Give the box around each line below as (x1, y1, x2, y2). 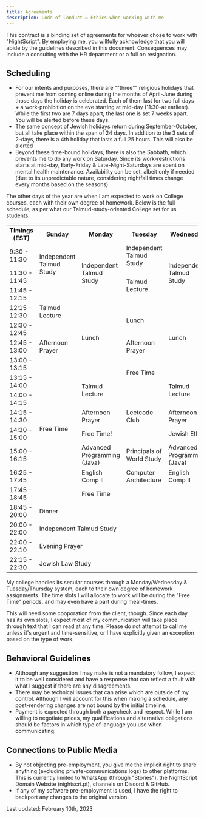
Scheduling (6, 68, 50, 78)
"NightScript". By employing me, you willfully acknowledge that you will (6, 38, 185, 45)
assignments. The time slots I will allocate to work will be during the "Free (6, 592, 190, 599)
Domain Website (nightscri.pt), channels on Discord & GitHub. (15, 780, 170, 788)
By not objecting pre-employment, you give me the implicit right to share (15, 761, 197, 768)
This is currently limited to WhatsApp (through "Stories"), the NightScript (15, 774, 197, 781)
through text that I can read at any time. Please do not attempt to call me (6, 623, 187, 630)
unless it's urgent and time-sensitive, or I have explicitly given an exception (6, 629, 194, 637)
